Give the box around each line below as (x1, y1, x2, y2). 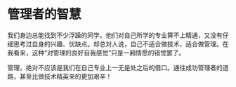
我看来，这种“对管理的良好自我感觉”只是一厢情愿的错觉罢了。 (7, 48, 185, 57)
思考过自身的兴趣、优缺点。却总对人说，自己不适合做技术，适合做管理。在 (13, 39, 229, 48)
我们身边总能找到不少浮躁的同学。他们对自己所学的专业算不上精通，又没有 (7, 31, 223, 39)
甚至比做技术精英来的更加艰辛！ (19, 72, 112, 81)
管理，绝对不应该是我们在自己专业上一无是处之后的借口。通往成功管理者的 (7, 63, 223, 72)
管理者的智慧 (7, 6, 82, 22)
